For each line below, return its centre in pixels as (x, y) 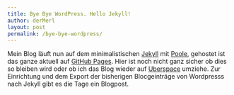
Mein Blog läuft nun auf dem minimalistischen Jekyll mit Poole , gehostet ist (116, 54)
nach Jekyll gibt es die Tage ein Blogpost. (68, 84)
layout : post (27, 27)
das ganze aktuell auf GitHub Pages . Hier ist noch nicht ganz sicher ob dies (117, 62)
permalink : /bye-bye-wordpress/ (55, 34)
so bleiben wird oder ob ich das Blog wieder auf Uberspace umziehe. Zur (114, 69)
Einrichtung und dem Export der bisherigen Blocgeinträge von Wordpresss (116, 77)
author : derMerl (31, 21)
